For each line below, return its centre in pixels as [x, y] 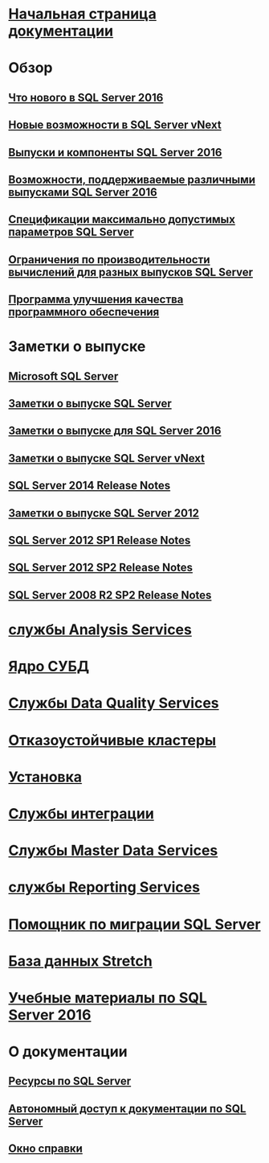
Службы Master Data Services [113, 851]
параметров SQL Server [71, 232]
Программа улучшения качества [96, 300]
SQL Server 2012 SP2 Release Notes [101, 568]
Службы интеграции [81, 813]
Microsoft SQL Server [63, 376]
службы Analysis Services [100, 629]
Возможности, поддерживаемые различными [132, 179]
